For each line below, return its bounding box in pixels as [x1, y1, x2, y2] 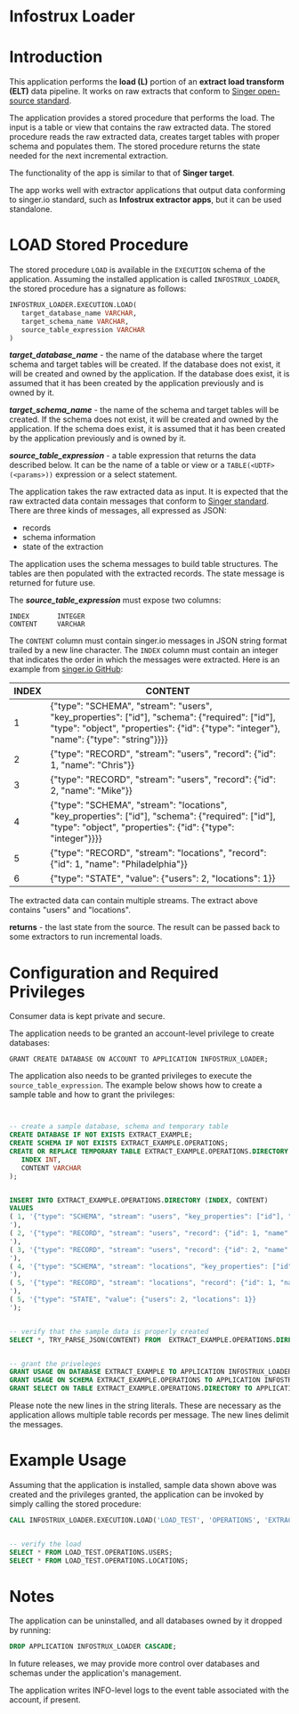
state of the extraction [21, 541, 104, 553]
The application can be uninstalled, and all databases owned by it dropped [9, 1615, 283, 1626]
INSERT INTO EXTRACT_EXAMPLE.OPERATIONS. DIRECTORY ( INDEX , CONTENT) [9, 1195, 269, 1205]
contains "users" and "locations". [9, 905, 132, 916]
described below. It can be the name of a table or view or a [9, 460, 225, 471]
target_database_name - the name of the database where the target [9, 350, 263, 360]
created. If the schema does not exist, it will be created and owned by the [9, 414, 279, 424]
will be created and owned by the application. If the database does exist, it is [9, 368, 290, 379]
